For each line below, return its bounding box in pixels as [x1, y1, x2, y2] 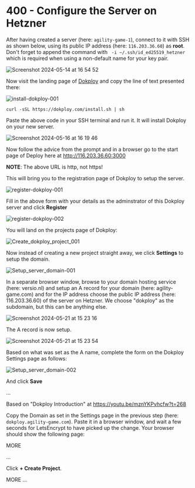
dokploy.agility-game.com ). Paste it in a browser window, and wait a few [6, 418, 181, 425]
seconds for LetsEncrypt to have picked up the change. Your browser [6, 424, 174, 431]
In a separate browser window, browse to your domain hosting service [6, 278, 176, 285]
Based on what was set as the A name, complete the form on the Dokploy [6, 348, 184, 356]
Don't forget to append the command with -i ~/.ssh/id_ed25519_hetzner [6, 48, 186, 55]
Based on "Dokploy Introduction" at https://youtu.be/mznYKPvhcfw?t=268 [6, 401, 187, 408]
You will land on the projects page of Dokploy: [6, 226, 117, 233]
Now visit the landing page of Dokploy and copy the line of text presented [6, 78, 184, 85]
